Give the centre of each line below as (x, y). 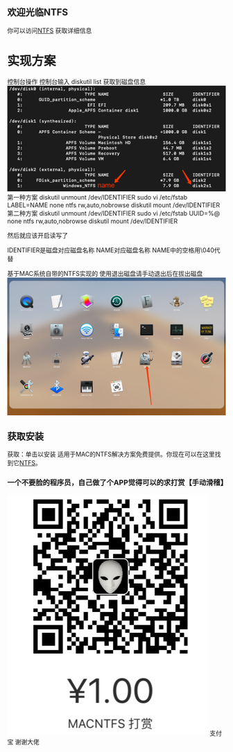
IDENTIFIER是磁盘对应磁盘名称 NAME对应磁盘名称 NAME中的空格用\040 (111, 250)
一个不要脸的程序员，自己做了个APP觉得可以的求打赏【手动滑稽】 (117, 482)
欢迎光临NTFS (38, 12)
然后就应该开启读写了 (37, 236)
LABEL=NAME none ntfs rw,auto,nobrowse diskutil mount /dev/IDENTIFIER (114, 205)
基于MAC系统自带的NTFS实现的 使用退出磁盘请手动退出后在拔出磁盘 (105, 274)
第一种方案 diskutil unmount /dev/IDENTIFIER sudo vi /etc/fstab (97, 198)
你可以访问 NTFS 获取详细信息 (50, 30)
